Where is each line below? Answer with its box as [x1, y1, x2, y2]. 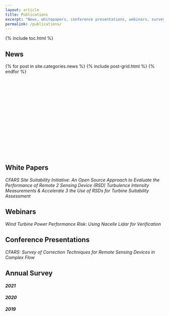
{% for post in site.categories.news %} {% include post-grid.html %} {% [5, 64, 155, 70]
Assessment [5, 193, 31, 199]
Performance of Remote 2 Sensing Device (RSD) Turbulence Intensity [5, 182, 149, 188]
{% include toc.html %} [5, 35, 54, 41]
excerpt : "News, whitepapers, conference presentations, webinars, [5, 17, 150, 22]
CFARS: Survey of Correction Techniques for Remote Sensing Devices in [5, 249, 155, 255]
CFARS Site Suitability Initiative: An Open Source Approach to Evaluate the [5, 177, 160, 183]
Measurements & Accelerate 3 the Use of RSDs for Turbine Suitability [5, 187, 149, 194]
